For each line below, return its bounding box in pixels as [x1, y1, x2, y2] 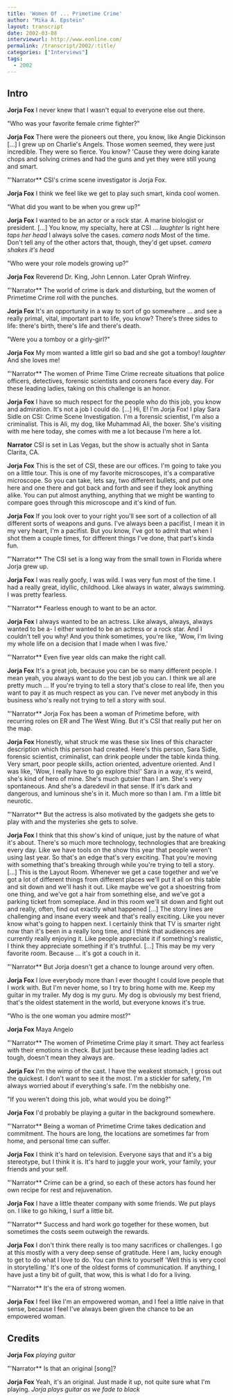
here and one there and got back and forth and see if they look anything [7, 484, 213, 492]
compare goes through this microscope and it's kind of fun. [7, 498, 177, 507]
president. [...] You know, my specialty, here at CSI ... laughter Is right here [7, 224, 220, 232]
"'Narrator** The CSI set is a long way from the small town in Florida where [7, 555, 222, 563]
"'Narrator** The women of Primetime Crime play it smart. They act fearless [7, 1039, 224, 1047]
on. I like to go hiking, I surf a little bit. [7, 1207, 114, 1215]
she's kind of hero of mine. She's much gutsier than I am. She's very [7, 775, 202, 783]
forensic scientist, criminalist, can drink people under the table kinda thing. [7, 752, 221, 761]
